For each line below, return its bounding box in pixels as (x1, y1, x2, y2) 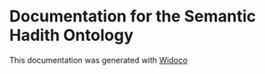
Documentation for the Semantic (9, 6, 257, 27)
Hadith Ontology (9, 25, 134, 45)
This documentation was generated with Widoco (9, 54, 188, 65)
